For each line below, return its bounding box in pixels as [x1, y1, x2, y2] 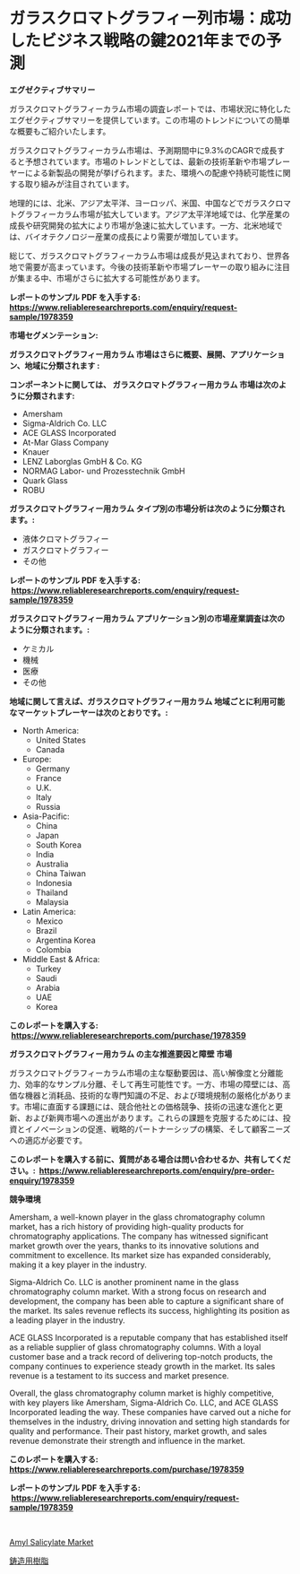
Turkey [35, 963, 62, 974]
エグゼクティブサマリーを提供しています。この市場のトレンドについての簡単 [9, 114, 290, 126]
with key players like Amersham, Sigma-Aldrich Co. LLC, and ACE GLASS [9, 1396, 279, 1408]
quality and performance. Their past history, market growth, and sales [9, 1425, 267, 1436]
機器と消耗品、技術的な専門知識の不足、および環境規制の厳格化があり [24, 1090, 284, 1100]
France [35, 772, 63, 783]
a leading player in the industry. [9, 1315, 125, 1326]
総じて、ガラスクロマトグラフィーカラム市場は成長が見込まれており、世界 [9, 250, 282, 261]
